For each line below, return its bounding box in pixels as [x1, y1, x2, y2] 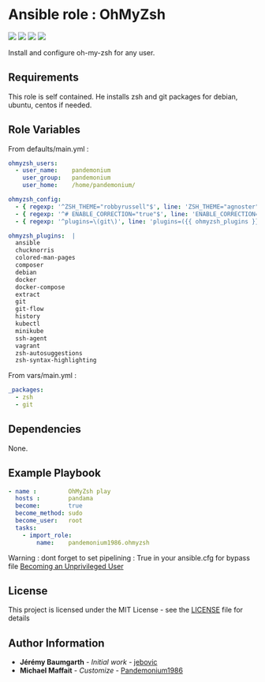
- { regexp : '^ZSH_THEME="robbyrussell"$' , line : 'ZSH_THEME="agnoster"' [15, 203, 263, 211]
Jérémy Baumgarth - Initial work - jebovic [19, 658, 158, 667]
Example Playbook [8, 467, 101, 480]
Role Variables [8, 123, 80, 137]
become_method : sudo [15, 509, 83, 518]
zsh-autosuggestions [15, 349, 83, 357]
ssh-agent [15, 334, 47, 343]
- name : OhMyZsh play [8, 487, 111, 495]
